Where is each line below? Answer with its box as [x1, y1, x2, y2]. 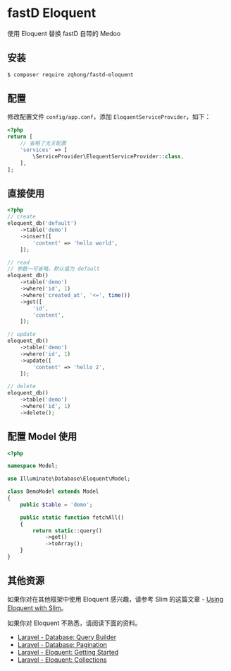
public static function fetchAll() [20, 514, 125, 521]
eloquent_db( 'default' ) [7, 220, 77, 227]
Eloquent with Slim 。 [7, 603, 68, 612]
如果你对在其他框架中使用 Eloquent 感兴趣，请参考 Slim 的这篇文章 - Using [7, 595, 224, 603]
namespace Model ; [7, 462, 58, 469]
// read [7, 259, 30, 266]
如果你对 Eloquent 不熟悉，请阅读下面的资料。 [7, 619, 142, 627]
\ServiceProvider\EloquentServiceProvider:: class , [32, 153, 185, 160]
